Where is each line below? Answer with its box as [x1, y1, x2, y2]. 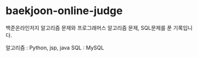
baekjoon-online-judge [5, 4, 123, 18]
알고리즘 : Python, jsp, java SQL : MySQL [5, 44, 104, 51]
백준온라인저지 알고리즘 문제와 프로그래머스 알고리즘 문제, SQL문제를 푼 [5, 24, 172, 31]
